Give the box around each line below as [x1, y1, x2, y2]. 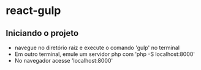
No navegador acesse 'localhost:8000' [14, 57, 113, 64]
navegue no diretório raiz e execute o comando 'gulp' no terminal [14, 44, 180, 51]
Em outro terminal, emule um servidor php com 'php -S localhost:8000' [14, 51, 195, 58]
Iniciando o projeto [6, 28, 79, 38]
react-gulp [6, 4, 61, 18]
